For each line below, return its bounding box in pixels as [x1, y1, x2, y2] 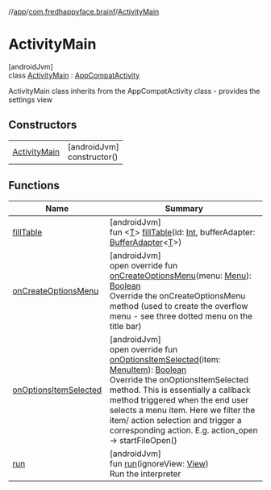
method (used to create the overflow [109, 300, 248, 311]
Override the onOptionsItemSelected [109, 374, 248, 385]
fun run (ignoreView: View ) [109, 458, 210, 469]
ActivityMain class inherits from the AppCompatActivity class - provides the [8, 86, 261, 95]
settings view [8, 95, 52, 104]
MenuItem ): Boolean [109, 364, 187, 375]
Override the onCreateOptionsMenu [109, 290, 246, 302]
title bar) [109, 320, 142, 332]
